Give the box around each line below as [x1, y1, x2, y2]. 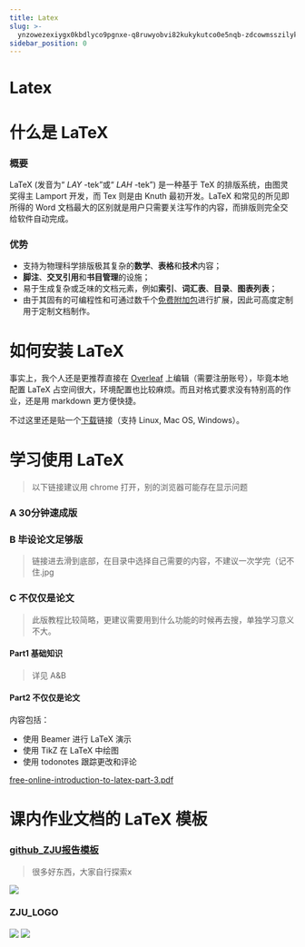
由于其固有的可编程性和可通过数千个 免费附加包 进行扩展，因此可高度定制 [22, 294, 293, 305]
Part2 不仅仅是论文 [9, 692, 81, 704]
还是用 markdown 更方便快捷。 [25, 396, 142, 407]
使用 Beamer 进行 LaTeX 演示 [22, 734, 132, 745]
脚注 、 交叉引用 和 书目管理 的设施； [22, 271, 151, 282]
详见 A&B [31, 669, 66, 681]
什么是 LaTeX [9, 122, 109, 143]
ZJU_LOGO [9, 906, 59, 919]
